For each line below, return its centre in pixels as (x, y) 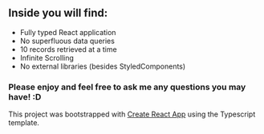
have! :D (25, 97)
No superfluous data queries (67, 41)
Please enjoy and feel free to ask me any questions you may (127, 87)
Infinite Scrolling (47, 57)
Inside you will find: (58, 13)
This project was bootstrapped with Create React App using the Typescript (132, 114)
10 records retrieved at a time (69, 49)
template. (24, 123)
